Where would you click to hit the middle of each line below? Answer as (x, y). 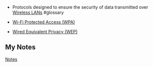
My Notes (21, 47)
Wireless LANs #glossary (38, 12)
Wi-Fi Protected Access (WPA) (44, 22)
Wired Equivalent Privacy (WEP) (45, 32)
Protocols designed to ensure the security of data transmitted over (80, 7)
